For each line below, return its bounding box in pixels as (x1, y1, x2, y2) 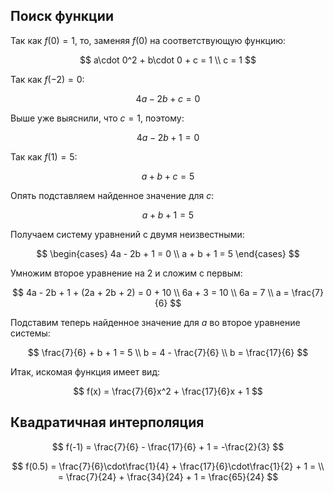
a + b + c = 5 (141, 170, 195, 182)
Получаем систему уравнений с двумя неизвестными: (10, 228, 245, 240)
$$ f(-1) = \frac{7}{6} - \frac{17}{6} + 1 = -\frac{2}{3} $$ (51, 440, 285, 453)
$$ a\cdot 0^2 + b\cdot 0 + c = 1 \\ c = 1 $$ (79, 54, 257, 66)
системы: (10, 327, 51, 339)
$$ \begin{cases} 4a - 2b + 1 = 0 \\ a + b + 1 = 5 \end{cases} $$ (36, 247, 300, 259)
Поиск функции (10, 8, 114, 25)
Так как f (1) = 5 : (10, 150, 78, 163)
